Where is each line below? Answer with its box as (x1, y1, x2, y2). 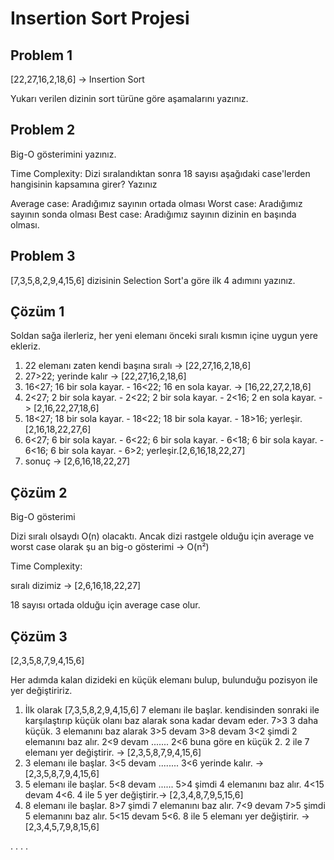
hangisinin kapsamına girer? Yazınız (10, 178, 158, 190)
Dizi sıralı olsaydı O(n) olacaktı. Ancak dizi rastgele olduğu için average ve (10, 530, 315, 542)
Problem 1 (10, 47, 73, 64)
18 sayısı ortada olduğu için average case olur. (10, 599, 201, 611)
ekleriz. (10, 340, 41, 352)
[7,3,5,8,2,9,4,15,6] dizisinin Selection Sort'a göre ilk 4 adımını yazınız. (10, 274, 296, 286)
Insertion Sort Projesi (10, 7, 190, 30)
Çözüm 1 (10, 303, 65, 321)
